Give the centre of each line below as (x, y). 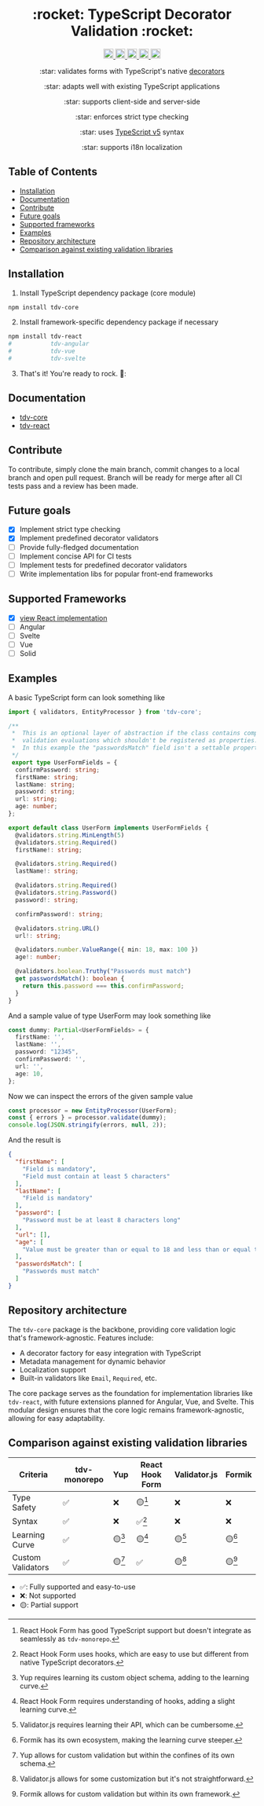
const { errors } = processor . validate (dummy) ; (88, 1118)
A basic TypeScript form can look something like (86, 698)
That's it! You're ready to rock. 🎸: (73, 373)
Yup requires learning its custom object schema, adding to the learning (134, 1677)
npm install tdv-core (44, 307)
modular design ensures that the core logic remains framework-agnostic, (126, 1410)
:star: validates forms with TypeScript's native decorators (132, 71)
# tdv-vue (42, 351)
